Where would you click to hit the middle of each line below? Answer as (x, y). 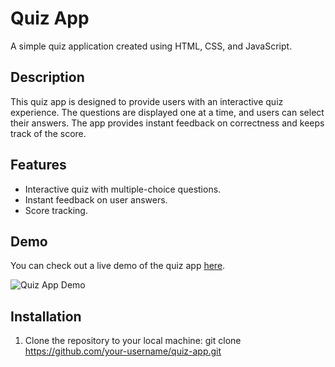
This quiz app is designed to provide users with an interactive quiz (147, 101)
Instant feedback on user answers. (96, 199)
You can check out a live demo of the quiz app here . (118, 266)
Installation (46, 316)
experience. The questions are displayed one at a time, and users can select (167, 112)
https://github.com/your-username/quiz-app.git (123, 351)
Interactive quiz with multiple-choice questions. (123, 189)
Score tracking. (56, 210)
